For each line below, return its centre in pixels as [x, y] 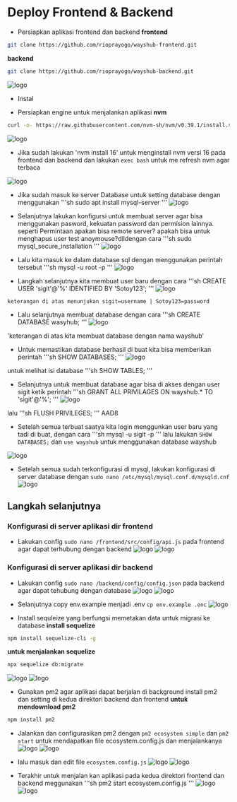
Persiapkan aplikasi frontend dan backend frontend [92, 32]
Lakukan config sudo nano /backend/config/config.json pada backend [121, 583]
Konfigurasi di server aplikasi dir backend [80, 567]
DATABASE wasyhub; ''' [52, 322]
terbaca [29, 167]
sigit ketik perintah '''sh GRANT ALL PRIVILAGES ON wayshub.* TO [115, 391]
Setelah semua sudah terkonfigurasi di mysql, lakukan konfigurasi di [117, 469]
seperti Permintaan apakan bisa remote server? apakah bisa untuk [114, 231]
